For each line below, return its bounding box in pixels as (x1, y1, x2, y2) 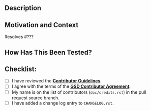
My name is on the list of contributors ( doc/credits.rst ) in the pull (11, 89, 146, 95)
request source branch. (11, 95, 60, 101)
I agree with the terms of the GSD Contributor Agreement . (11, 83, 131, 89)
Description (4, 4, 41, 12)
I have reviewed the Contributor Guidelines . (11, 78, 102, 84)
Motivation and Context (4, 21, 79, 29)
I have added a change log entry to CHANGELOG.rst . (11, 100, 114, 106)
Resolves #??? (4, 34, 34, 40)
